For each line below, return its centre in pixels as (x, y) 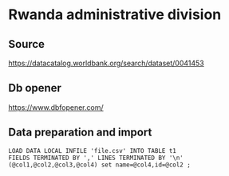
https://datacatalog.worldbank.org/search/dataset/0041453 (107, 63)
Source (27, 44)
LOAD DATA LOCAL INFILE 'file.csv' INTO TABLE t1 (93, 151)
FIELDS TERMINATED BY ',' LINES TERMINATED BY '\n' (96, 158)
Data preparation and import (80, 133)
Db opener (35, 88)
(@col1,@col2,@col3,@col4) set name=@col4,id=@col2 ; (100, 165)
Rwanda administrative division (115, 15)
